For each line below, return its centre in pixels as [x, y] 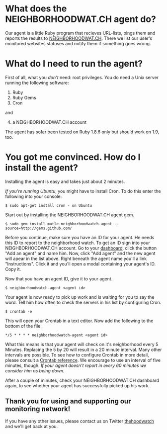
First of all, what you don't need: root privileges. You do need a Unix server [82, 77]
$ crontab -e [19, 311]
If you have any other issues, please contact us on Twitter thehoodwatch [80, 421]
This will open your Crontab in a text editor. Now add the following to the [79, 321]
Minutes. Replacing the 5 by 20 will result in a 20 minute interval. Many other [83, 349]
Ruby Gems [24, 97]
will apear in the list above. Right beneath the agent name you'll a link [76, 259]
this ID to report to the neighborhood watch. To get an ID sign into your [78, 243]
